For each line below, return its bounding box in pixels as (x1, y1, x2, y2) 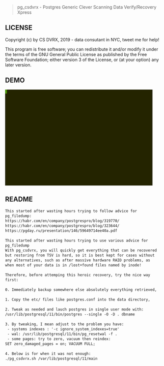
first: (5, 277, 19, 282)
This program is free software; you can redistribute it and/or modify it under (5, 46, 159, 52)
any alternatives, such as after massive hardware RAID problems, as (5, 258, 151, 263)
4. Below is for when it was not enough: (5, 351, 91, 356)
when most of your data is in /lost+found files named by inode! (5, 263, 141, 268)
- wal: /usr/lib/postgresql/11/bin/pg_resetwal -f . (7, 332, 118, 336)
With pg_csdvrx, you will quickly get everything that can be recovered (5, 248, 157, 253)
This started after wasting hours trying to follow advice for (5, 209, 137, 213)
